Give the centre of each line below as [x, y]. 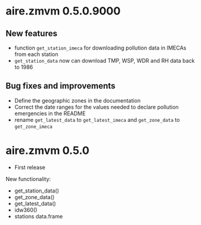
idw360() [26, 210]
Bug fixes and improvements [60, 86]
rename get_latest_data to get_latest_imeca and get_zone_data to [97, 119]
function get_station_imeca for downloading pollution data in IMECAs [100, 48]
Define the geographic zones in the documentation [77, 100]
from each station [36, 54]
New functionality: [28, 179]
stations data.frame [39, 216]
